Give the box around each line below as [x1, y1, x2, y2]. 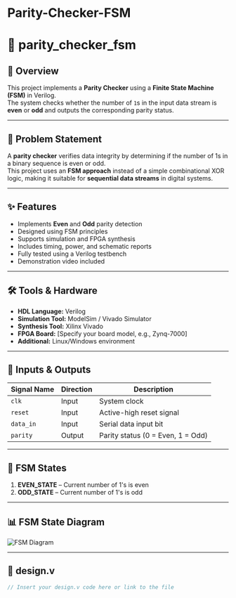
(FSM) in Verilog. [7, 91, 56, 100]
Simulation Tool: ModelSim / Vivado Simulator [17, 314, 152, 323]
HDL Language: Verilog [17, 307, 86, 316]
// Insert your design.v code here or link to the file [7, 583, 174, 591]
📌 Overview [7, 65, 59, 77]
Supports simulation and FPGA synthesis [17, 234, 136, 243]
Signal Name [11, 384, 55, 394]
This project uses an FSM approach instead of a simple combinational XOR [7, 167, 225, 175]
